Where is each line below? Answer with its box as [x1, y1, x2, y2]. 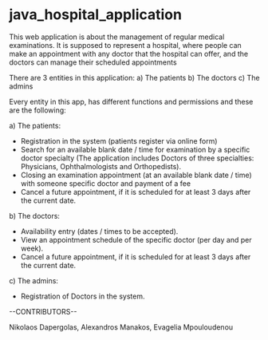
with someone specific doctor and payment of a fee [20, 178, 191, 188]
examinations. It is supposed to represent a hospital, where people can [9, 40, 242, 49]
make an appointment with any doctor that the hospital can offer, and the [9, 49, 249, 58]
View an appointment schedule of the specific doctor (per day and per [20, 235, 252, 244]
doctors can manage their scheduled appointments [9, 57, 178, 67]
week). [20, 243, 44, 253]
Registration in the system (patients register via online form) [20, 136, 218, 145]
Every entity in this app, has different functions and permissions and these [9, 97, 254, 106]
